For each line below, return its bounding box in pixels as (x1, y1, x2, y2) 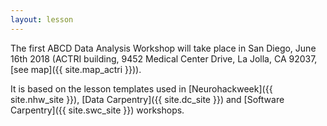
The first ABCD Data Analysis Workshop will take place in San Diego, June (10, 42, 317, 54)
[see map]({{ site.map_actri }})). (10, 63, 142, 75)
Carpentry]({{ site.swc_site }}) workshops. (10, 104, 185, 116)
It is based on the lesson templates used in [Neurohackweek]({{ (10, 82, 273, 95)
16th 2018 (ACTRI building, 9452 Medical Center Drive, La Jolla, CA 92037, (10, 52, 318, 65)
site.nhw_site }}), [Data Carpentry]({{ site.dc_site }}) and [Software (10, 93, 285, 105)
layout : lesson (10, 14, 74, 25)
